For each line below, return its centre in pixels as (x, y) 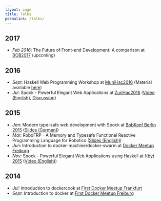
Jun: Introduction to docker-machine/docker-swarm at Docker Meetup (83, 145)
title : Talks (18, 14)
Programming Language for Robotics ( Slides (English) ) (67, 140)
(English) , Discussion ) (34, 98)
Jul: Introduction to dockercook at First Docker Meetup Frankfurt (77, 188)
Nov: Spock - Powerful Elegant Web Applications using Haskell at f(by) (83, 156)
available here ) (27, 87)
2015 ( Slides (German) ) (35, 130)
